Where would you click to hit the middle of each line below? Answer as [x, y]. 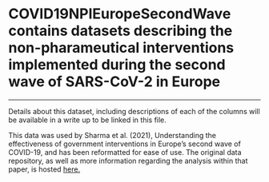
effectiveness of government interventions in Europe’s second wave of [125, 144]
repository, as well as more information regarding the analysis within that [128, 160]
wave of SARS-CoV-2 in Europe [114, 82]
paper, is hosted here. [44, 169]
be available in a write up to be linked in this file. [87, 120]
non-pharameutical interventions [121, 48]
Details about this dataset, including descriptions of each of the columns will [134, 111]
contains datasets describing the [120, 31]
